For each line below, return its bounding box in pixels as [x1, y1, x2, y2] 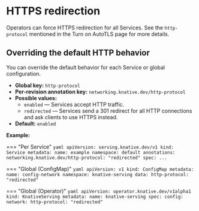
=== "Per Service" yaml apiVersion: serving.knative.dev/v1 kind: [6, 143, 174, 150]
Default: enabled [14, 120, 56, 127]
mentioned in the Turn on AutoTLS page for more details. [29, 30, 170, 37]
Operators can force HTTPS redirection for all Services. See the [6, 24, 164, 31]
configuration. [6, 70, 41, 77]
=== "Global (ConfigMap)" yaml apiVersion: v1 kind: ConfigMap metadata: [6, 165, 194, 172]
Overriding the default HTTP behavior [6, 48, 150, 58]
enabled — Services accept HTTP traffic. [23, 101, 125, 108]
